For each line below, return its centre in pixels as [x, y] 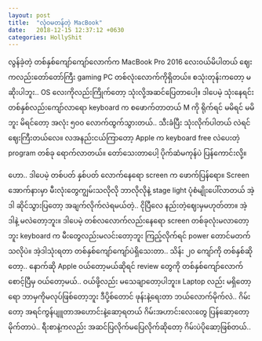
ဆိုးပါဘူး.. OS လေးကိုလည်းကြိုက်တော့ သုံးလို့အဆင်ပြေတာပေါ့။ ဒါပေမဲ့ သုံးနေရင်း [131, 93]
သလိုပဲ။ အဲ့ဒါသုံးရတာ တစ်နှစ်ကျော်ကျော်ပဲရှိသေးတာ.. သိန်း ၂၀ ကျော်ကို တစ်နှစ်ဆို [131, 251]
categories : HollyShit [45, 37]
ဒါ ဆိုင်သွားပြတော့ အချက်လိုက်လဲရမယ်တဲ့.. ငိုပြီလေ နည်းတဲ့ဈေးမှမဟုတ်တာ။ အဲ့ [128, 205]
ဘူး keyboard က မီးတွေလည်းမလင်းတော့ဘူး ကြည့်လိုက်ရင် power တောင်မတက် [129, 236]
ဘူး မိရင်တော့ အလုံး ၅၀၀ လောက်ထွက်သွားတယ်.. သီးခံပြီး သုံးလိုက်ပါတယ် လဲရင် [129, 123]
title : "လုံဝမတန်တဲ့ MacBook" [55, 23]
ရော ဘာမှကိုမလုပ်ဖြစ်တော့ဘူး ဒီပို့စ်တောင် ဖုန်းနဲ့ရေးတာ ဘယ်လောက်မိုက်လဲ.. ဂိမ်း [129, 297]
